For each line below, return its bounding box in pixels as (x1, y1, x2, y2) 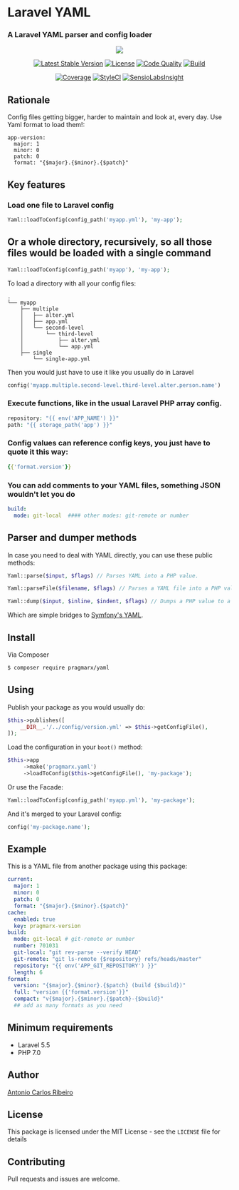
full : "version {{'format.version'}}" (14, 989, 129, 996)
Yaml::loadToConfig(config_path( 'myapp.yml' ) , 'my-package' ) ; (7, 797, 196, 804)
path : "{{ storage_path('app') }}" (7, 421, 113, 428)
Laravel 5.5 (17, 1040, 51, 1049)
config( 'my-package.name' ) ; (7, 823, 91, 830)
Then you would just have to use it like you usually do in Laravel (7, 368, 194, 376)
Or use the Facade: (7, 782, 64, 791)
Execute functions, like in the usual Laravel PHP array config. (7, 398, 223, 408)
